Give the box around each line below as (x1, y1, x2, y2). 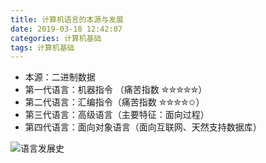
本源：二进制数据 (24, 71, 96, 83)
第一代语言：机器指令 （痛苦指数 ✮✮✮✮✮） (24, 84, 208, 96)
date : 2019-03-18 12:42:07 (10, 24, 123, 34)
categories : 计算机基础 (10, 33, 102, 43)
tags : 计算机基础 (10, 42, 75, 53)
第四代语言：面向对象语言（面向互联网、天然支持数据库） (24, 121, 262, 133)
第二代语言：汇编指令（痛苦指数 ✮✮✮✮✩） (24, 96, 205, 108)
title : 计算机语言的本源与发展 (10, 14, 124, 25)
